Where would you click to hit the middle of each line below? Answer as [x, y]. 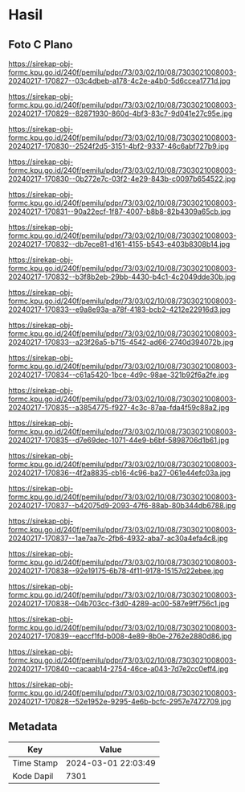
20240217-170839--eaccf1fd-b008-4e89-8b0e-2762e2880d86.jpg [120, 636]
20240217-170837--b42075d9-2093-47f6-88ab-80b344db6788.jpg [122, 505]
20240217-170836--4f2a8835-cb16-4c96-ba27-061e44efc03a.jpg [120, 473]
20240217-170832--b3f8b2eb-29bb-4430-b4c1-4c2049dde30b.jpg [122, 277]
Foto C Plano [41, 45]
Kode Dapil [33, 776]
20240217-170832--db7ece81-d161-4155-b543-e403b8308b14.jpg [119, 244]
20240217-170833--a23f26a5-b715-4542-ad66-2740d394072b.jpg [121, 342]
